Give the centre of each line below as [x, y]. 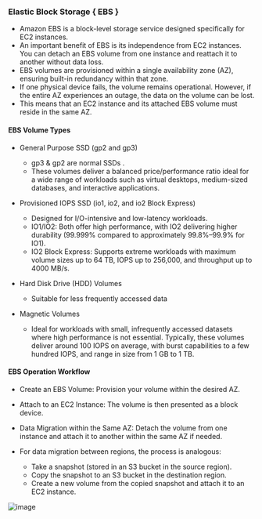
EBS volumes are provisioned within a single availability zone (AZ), [126, 71]
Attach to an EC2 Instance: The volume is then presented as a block [129, 404]
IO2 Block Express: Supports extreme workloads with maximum [133, 251]
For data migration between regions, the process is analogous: [120, 451]
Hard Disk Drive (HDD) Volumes [71, 283]
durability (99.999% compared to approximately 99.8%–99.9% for [138, 234]
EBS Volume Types [39, 130]
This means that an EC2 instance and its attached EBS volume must [128, 103]
